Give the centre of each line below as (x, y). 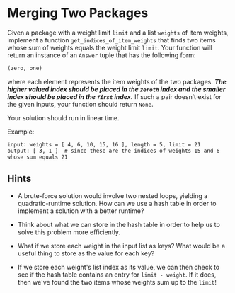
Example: (21, 132)
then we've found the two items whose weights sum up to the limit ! (117, 282)
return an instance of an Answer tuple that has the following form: (102, 55)
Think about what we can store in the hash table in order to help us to (119, 224)
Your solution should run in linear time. (63, 117)
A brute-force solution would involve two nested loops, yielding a (113, 195)
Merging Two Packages (78, 13)
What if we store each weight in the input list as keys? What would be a (121, 246)
